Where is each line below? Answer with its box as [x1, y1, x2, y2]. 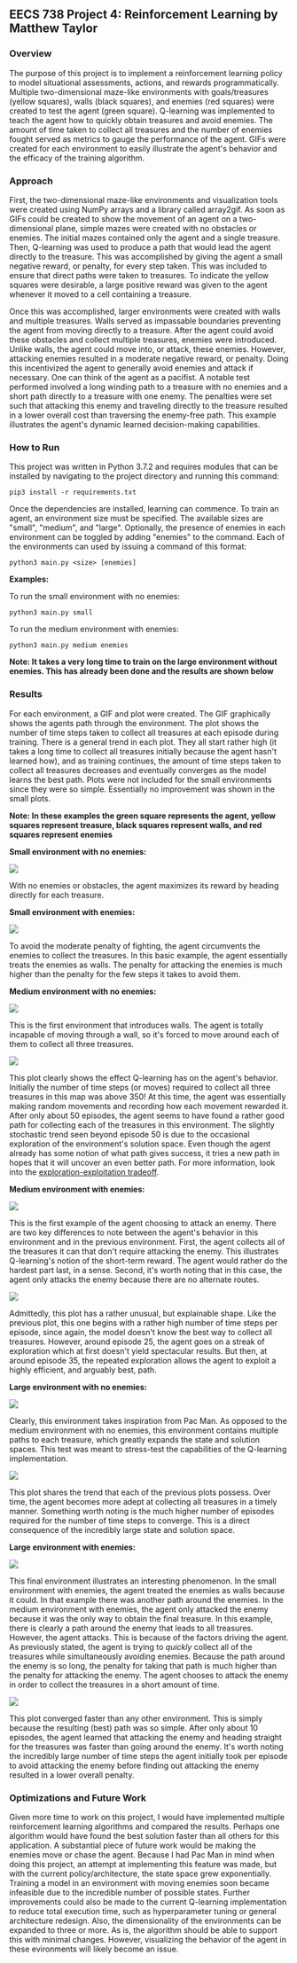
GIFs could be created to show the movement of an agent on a [9, 213, 238, 224]
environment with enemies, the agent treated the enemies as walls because [9, 1584, 285, 1595]
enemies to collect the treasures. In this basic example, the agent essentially [9, 950, 288, 960]
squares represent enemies [9, 829, 113, 840]
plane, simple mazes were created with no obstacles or [55, 223, 257, 233]
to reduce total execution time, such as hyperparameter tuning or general [9, 1905, 277, 1916]
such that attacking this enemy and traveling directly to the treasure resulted [9, 400, 288, 411]
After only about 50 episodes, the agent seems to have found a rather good [9, 1110, 285, 1121]
